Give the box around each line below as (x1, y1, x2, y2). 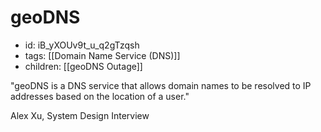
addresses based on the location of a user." (10, 90, 190, 102)
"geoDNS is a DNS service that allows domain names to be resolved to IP (10, 79, 312, 91)
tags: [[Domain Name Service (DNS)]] (24, 49, 181, 61)
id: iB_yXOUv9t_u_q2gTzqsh (24, 39, 140, 51)
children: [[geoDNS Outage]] (24, 60, 143, 72)
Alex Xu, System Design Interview (10, 109, 150, 121)
